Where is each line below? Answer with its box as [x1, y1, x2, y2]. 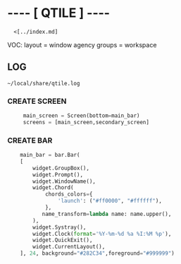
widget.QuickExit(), [32, 236, 93, 244]
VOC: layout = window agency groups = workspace [7, 40, 157, 49]
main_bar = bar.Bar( [20, 152, 80, 159]
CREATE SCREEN [7, 96, 67, 106]
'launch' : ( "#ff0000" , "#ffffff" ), [57, 198, 162, 205]
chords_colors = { [44, 191, 93, 198]
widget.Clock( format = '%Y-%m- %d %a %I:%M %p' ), [32, 230, 172, 237]
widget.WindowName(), [32, 178, 96, 185]
